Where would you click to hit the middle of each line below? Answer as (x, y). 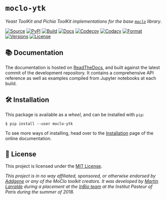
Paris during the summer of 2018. (40, 192)
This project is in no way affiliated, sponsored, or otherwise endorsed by (80, 176)
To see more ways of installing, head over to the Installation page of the (79, 133)
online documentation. (28, 138)
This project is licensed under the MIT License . (54, 166)
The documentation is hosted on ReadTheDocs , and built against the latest (82, 67)
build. (11, 83)
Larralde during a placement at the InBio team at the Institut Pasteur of (79, 186)
